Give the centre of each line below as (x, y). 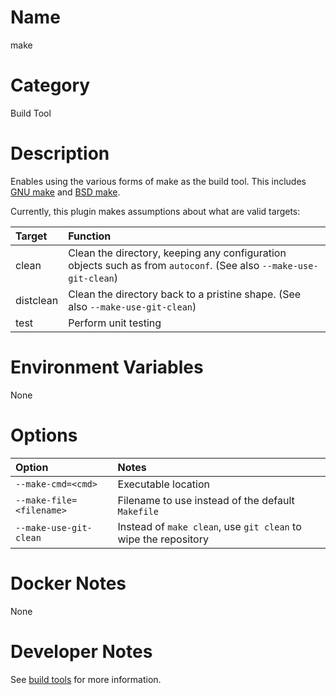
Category (50, 85)
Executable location (163, 484)
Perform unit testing (115, 323)
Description (60, 153)
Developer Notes (81, 651)
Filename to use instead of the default (206, 500)
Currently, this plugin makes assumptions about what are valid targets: (155, 211)
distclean (37, 300)
